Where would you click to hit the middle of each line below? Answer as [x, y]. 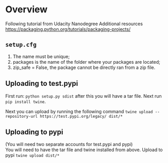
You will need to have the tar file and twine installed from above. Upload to [84, 150]
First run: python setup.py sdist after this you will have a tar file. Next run [83, 96]
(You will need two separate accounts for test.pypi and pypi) [69, 144]
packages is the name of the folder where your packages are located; [87, 62]
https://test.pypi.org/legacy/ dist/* [81, 116]
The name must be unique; [41, 56]
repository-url [22, 116]
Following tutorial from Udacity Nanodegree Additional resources [74, 24]
